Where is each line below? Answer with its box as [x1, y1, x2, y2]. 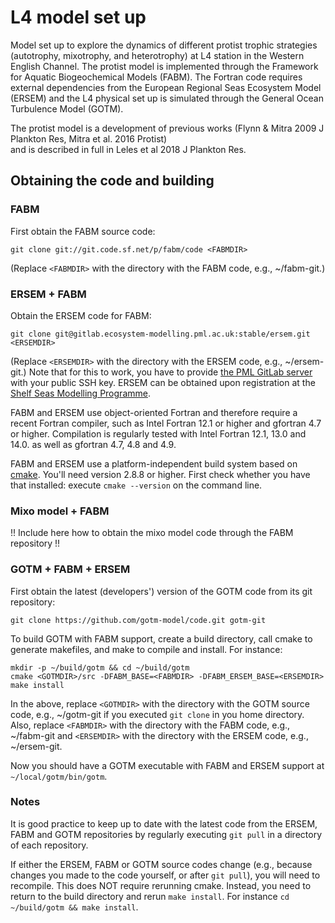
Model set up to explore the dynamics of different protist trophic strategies [10, 39, 318, 51]
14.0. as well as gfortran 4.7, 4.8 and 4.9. [10, 438, 177, 450]
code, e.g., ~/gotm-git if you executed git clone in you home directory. [10, 708, 305, 720]
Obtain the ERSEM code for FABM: [10, 309, 152, 321]
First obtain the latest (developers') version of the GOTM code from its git [10, 585, 313, 597]
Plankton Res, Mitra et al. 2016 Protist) [10, 132, 168, 145]
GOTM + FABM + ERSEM [10, 562, 131, 576]
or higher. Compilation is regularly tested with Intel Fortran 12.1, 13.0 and [10, 427, 307, 440]
